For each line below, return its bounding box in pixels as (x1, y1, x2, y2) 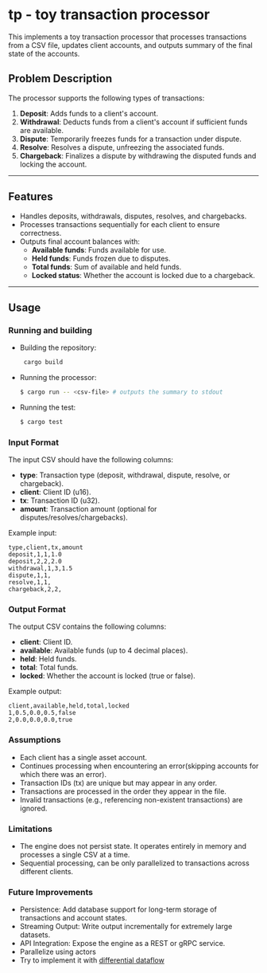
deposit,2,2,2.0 (8, 558, 62, 566)
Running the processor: (19, 373, 97, 383)
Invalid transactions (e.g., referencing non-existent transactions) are (19, 794, 243, 804)
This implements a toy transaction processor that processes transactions (8, 32, 247, 41)
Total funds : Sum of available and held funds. (31, 261, 182, 272)
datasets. (19, 930, 51, 940)
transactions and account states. (19, 913, 127, 923)
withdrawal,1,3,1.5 (8, 564, 73, 573)
